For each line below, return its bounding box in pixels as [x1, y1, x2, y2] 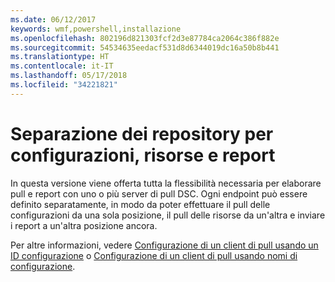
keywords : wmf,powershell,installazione [10, 24, 182, 34]
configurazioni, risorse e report [10, 144, 276, 166]
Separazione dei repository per [10, 122, 274, 145]
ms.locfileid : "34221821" [10, 80, 118, 90]
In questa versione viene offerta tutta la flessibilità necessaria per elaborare [10, 177, 322, 189]
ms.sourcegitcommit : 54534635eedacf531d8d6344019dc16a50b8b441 [10, 42, 280, 53]
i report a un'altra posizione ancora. [10, 219, 158, 231]
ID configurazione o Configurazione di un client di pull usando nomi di [10, 249, 298, 261]
